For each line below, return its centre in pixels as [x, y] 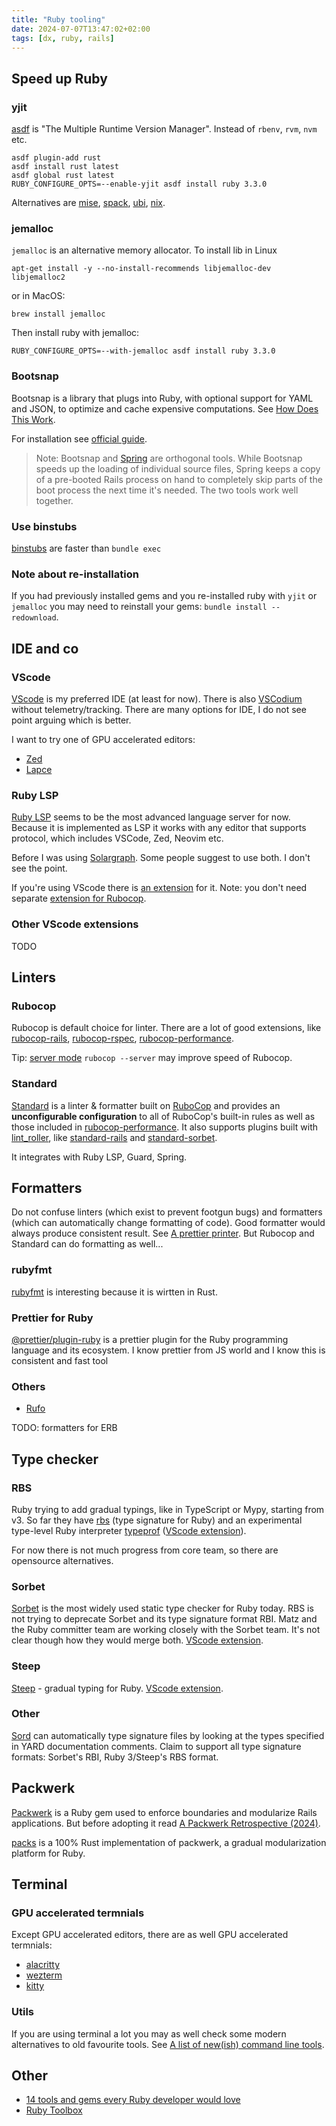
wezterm [44, 1975]
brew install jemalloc [58, 314]
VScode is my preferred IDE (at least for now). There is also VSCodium [157, 698]
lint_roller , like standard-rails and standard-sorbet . [114, 1137]
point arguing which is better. [71, 720]
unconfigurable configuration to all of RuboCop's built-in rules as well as [163, 1116]
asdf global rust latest [63, 176]
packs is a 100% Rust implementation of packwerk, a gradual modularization [169, 1842]
